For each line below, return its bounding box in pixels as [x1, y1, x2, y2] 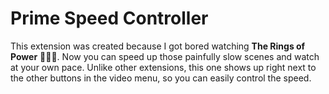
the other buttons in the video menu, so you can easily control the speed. [10, 72, 312, 84]
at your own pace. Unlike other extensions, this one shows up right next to [10, 61, 317, 73]
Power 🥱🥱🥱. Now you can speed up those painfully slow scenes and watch [10, 50, 320, 62]
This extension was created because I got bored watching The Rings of [10, 40, 306, 52]
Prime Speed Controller [10, 7, 209, 30]
